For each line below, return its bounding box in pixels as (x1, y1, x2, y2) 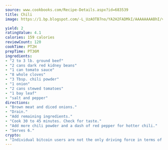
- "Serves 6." (5, 128, 35, 133)
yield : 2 (5, 25, 23, 30)
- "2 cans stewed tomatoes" (5, 86, 64, 91)
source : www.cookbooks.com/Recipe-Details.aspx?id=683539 (5, 7, 128, 12)
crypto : (5, 132, 21, 137)
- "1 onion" (5, 81, 30, 86)
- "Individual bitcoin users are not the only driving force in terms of (5, 137, 162, 142)
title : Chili (5, 12, 32, 17)
